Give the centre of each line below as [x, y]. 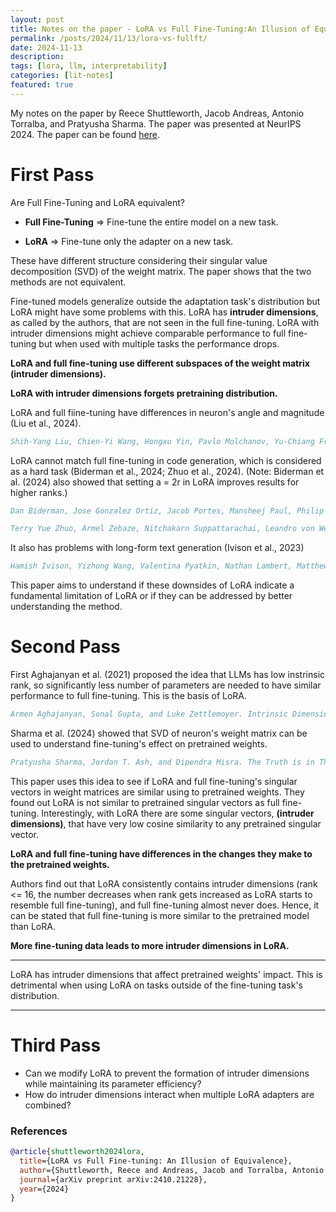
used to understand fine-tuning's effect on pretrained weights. [139, 744]
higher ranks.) [39, 492]
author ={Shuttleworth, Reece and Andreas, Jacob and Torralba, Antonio [172, 1170]
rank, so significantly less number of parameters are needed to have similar [166, 685]
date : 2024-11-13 [46, 47]
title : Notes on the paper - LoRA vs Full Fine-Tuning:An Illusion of [160, 29]
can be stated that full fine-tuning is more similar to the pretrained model [160, 915]
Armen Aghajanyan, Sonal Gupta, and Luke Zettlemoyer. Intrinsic [149, 714]
